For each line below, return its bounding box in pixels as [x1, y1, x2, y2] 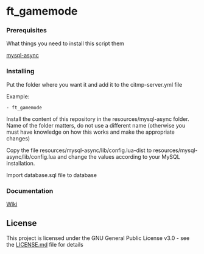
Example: [6, 93, 30, 100]
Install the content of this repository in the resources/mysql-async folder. [6, 115, 190, 123]
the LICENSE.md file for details [6, 241, 83, 248]
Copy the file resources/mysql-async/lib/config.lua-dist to [6, 147, 152, 154]
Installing [6, 67, 35, 76]
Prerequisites [6, 26, 47, 35]
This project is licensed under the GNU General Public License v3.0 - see [6, 234, 190, 242]
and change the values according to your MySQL [57, 153, 181, 160]
